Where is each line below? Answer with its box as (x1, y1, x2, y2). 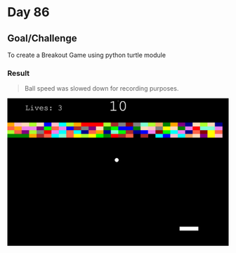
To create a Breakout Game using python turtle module (7, 51, 166, 59)
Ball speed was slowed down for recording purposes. (24, 84, 179, 93)
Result (7, 68, 30, 78)
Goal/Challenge (7, 32, 77, 44)
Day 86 (7, 4, 50, 20)
